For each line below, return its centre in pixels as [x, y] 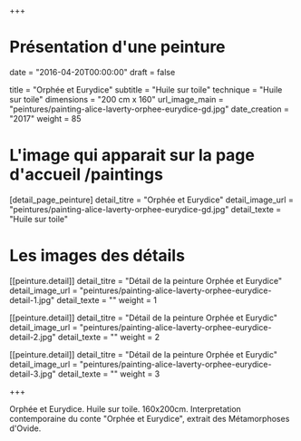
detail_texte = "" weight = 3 [109, 374]
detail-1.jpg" [32, 299]
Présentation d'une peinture [117, 47]
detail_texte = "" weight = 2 [109, 337]
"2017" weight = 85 [45, 118]
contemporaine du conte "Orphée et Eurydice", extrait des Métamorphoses [150, 418]
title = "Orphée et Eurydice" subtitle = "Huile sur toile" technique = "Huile [146, 89]
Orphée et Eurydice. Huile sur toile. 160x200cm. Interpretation [126, 408]
